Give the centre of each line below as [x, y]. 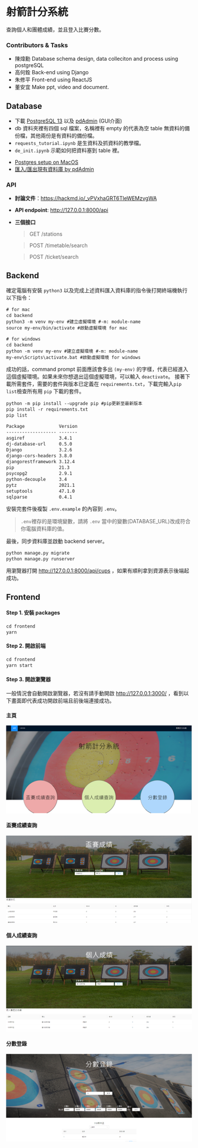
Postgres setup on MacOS [46, 162]
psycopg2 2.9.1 [39, 474]
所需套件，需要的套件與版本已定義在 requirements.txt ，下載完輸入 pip [96, 384]
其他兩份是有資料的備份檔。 [64, 136]
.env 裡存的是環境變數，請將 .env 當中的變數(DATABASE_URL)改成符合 [105, 522]
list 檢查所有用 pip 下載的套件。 [45, 391]
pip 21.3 [38, 468]
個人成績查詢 [22, 935]
